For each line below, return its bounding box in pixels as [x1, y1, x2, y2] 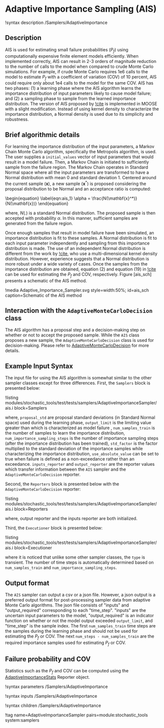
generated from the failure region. [5, 220, 73, 226]
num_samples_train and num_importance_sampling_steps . [5, 565, 117, 571]
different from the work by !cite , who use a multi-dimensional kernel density [5, 250, 158, 256]
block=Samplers [14, 405, 47, 411]
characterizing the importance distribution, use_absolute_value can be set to [5, 451, 159, 457]
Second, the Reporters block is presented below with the [5, 481, 120, 487]
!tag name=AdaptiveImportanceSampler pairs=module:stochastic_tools [5, 712, 148, 718]
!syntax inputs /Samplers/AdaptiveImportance [5, 693, 98, 699]
